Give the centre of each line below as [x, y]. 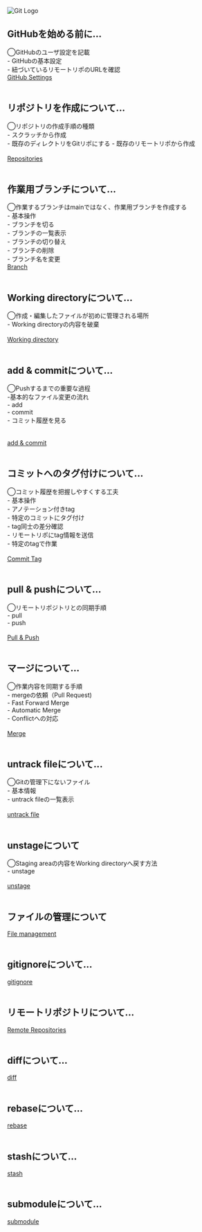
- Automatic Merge [34, 710]
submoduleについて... [55, 1204]
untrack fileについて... [55, 764]
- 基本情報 [22, 791]
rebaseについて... [45, 1108]
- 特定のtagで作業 [32, 543]
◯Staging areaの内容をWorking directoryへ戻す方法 [82, 863]
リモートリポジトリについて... [71, 1013]
